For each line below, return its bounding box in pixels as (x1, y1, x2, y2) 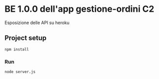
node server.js (4, 70, 36, 75)
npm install (4, 47, 29, 52)
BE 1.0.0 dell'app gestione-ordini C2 (4, 3, 155, 15)
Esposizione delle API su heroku (4, 20, 70, 26)
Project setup (4, 34, 47, 42)
